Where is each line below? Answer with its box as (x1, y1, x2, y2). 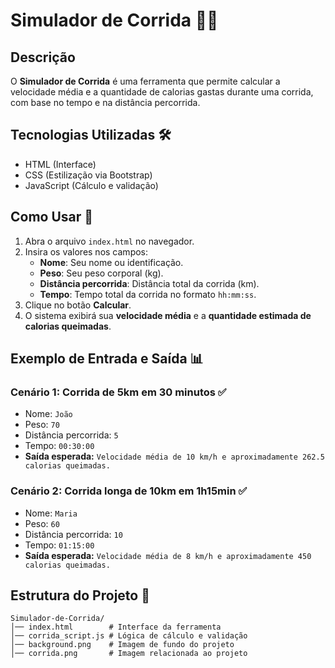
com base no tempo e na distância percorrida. (10, 97, 201, 108)
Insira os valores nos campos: (24, 245, 149, 258)
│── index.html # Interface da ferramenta (10, 622, 222, 633)
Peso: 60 (24, 517, 60, 529)
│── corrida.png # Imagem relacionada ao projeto (10, 649, 248, 659)
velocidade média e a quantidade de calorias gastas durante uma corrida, (10, 86, 314, 98)
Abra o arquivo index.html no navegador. (24, 235, 195, 247)
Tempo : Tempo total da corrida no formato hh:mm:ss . (39, 288, 257, 300)
